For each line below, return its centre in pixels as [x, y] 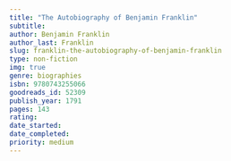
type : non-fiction [43, 59]
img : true [28, 68]
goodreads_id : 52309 [48, 92]
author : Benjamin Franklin [60, 34]
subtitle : [28, 26]
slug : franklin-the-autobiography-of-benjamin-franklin [115, 51]
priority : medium [42, 142]
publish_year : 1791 [46, 101]
